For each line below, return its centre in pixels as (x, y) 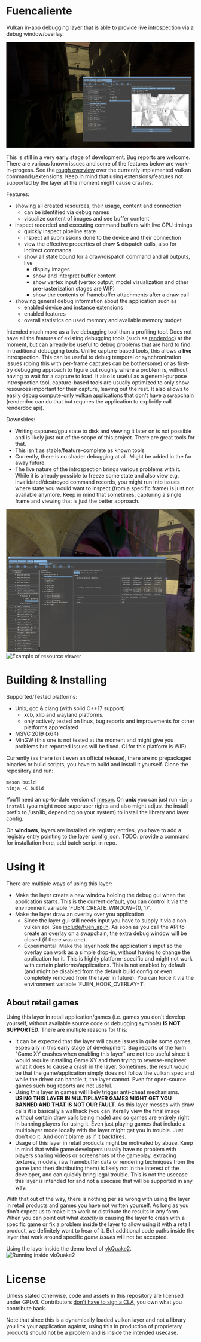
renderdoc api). (25, 408)
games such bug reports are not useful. (63, 1086)
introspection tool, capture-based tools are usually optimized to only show (98, 383)
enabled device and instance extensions (74, 308)
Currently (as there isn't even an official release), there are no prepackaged (99, 758)
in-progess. (20, 170)
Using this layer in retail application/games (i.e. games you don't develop (96, 1017)
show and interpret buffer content (74, 276)
